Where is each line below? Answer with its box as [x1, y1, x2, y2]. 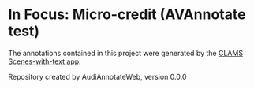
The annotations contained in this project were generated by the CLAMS [8, 48, 243, 57]
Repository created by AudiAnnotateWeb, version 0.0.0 [8, 72, 187, 81]
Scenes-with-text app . [8, 57, 81, 66]
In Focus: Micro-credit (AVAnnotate [8, 6, 246, 24]
